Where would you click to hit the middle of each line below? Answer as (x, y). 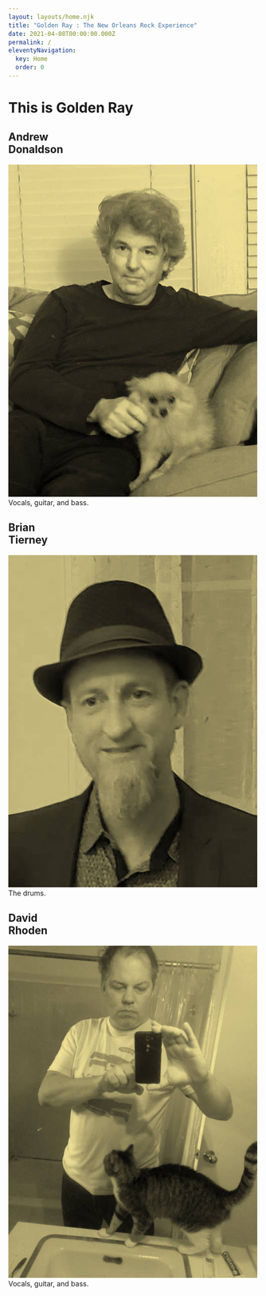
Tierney (28, 540)
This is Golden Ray (71, 108)
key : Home (31, 59)
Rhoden (28, 931)
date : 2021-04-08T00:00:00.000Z (62, 34)
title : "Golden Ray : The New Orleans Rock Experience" (103, 25)
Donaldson (36, 150)
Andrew (29, 137)
